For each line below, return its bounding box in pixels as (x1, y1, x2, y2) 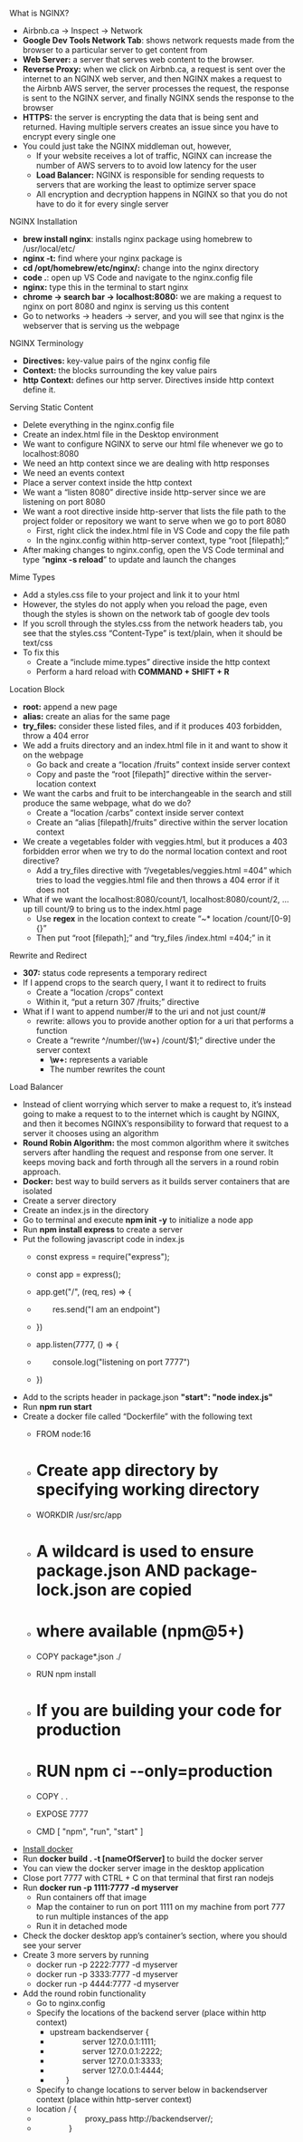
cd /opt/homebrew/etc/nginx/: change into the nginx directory (22, 263, 260, 273)
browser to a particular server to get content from (22, 44, 208, 55)
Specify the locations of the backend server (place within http (35, 2007, 267, 2019)
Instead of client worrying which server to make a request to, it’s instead (22, 1099, 292, 1109)
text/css (22, 638, 53, 648)
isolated (22, 1186, 52, 1196)
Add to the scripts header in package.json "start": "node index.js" (22, 1392, 273, 1403)
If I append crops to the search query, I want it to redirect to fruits (22, 978, 267, 988)
